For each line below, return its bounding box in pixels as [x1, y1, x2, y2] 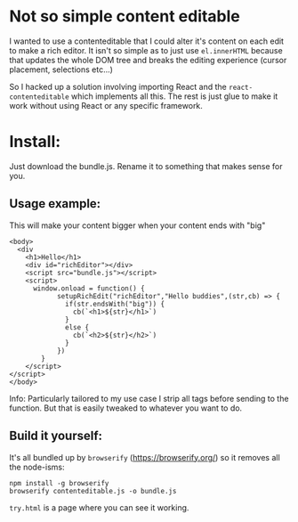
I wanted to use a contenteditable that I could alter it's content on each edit [9, 36, 285, 46]
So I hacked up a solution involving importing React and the [9, 81, 227, 92]
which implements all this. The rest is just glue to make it [70, 91, 278, 102]
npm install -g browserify [9, 478, 109, 487]
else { [65, 322, 90, 331]
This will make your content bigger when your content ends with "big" [9, 220, 266, 231]
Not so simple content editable [9, 6, 240, 27]
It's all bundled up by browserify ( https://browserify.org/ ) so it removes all [9, 452, 280, 462]
